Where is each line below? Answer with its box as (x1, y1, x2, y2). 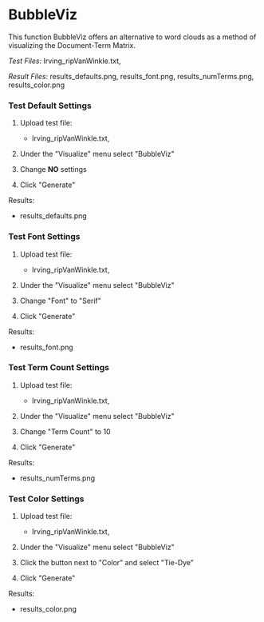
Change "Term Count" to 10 (19, 426, 111, 437)
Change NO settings (19, 165, 87, 174)
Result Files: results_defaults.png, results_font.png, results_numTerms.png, (8, 71, 254, 81)
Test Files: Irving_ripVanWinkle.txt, (8, 56, 121, 66)
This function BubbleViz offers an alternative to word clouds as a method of (8, 32, 257, 42)
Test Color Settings (8, 493, 85, 504)
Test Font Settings (8, 231, 81, 242)
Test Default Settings (8, 100, 92, 111)
